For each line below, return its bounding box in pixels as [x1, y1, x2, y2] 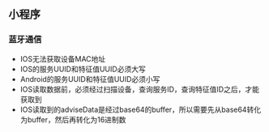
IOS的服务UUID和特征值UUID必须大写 [19, 64, 146, 74]
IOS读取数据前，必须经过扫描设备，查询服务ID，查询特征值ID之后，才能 [19, 84, 259, 94]
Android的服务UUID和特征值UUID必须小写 [19, 74, 160, 83]
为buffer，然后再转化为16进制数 [19, 114, 126, 124]
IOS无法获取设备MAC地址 [19, 53, 106, 63]
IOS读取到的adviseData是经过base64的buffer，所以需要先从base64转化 [19, 104, 262, 114]
